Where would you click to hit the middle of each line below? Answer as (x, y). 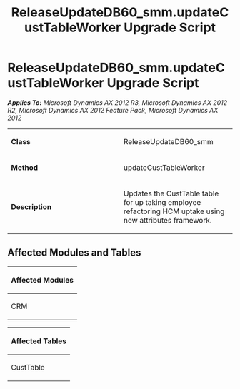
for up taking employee (162, 202)
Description (31, 206)
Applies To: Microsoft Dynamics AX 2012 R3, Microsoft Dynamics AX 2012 (117, 102)
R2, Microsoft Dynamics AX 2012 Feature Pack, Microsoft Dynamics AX (113, 110)
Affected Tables (39, 341)
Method (25, 167)
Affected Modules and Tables (74, 253)
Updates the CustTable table (171, 193)
